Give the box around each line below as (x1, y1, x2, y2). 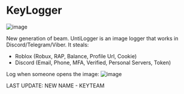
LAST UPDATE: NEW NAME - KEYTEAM (6, 82, 105, 89)
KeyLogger (6, 4, 62, 17)
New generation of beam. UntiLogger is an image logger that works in (6, 35, 179, 42)
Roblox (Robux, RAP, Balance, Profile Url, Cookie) (14, 52, 137, 59)
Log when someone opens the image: (6, 70, 99, 77)
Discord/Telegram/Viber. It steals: (6, 41, 89, 48)
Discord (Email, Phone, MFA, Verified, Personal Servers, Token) (14, 59, 171, 66)
